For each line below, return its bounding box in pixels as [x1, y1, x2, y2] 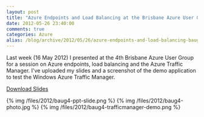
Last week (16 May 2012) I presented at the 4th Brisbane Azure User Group [6, 54, 194, 61]
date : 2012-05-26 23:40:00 [6, 20, 75, 26]
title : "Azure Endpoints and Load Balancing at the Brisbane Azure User [6, 15, 194, 21]
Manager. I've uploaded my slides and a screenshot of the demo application [6, 67, 196, 74]
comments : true [6, 26, 45, 32]
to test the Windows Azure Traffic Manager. [6, 74, 115, 80]
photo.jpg [6, 104, 30, 110]
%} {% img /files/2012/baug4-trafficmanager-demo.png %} [31, 104, 181, 110]
